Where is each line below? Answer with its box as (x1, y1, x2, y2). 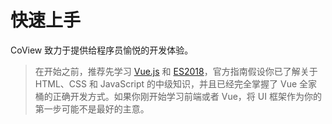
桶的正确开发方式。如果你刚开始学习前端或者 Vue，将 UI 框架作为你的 (34, 90, 322, 102)
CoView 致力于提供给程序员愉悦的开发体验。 (10, 44, 194, 56)
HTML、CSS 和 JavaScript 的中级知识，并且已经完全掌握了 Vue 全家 (34, 77, 318, 90)
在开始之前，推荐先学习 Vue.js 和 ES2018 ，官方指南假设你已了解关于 (34, 65, 318, 77)
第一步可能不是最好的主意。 (34, 102, 150, 115)
